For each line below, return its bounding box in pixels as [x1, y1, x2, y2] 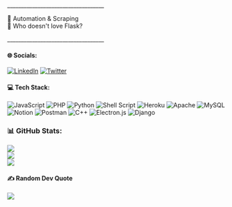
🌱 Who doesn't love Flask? [7, 22, 83, 30]
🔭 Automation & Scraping [7, 15, 79, 22]
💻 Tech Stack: [7, 83, 51, 91]
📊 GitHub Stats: [7, 126, 62, 136]
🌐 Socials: [7, 51, 37, 60]
